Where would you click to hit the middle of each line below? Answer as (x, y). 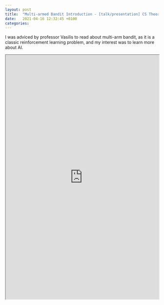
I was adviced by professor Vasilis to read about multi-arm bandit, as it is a (80, 37)
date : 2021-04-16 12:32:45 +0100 (41, 19)
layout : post (18, 10)
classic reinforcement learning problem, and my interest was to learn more (80, 43)
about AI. (14, 47)
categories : (17, 23)
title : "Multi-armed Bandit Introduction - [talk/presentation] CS (76, 14)
